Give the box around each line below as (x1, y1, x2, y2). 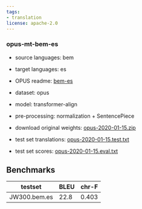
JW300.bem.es (9, 193, 53, 201)
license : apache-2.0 (6, 20, 59, 26)
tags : (6, 8, 20, 15)
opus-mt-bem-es (6, 40, 59, 48)
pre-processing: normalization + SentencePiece (15, 112, 135, 120)
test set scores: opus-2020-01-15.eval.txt (15, 147, 118, 155)
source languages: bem (15, 54, 74, 61)
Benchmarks (6, 165, 56, 175)
